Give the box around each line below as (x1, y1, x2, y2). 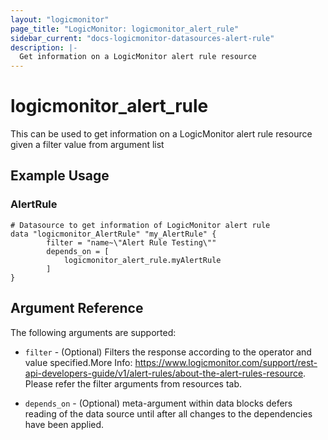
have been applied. (24, 418, 105, 430)
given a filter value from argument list (10, 139, 165, 151)
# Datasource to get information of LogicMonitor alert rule (10, 220, 271, 230)
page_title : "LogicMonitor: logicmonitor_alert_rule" (10, 24, 240, 34)
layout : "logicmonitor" (10, 14, 110, 25)
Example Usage (10, 167, 110, 185)
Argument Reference (10, 300, 144, 317)
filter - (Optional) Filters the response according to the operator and (24, 346, 312, 358)
